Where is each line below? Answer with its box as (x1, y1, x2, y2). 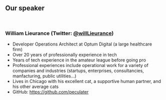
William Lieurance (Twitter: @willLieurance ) (5, 29, 114, 36)
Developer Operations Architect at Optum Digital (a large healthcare (12, 41, 152, 47)
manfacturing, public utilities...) (12, 73, 76, 79)
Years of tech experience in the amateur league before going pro (12, 57, 146, 63)
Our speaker (5, 4, 45, 12)
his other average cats (12, 83, 59, 89)
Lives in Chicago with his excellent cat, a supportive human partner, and (12, 78, 161, 84)
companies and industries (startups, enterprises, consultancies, (12, 67, 144, 74)
